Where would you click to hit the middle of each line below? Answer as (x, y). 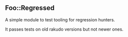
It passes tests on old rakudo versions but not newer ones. (64, 29)
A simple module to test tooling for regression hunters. (60, 19)
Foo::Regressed (30, 8)
